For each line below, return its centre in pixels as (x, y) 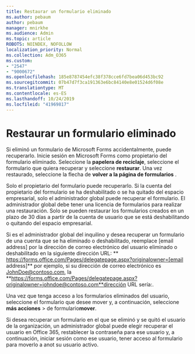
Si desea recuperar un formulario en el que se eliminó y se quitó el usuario (96, 320)
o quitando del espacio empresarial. (49, 223)
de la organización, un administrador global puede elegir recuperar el (90, 326)
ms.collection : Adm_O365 (36, 55)
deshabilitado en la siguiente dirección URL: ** (62, 254)
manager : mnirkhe (27, 28)
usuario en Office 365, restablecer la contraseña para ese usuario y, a (90, 332)
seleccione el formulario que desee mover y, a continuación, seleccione (93, 302)
